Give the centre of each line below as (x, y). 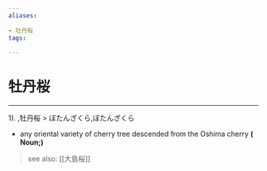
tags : (17, 38)
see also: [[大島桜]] (59, 159)
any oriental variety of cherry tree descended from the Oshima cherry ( (136, 134)
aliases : (23, 16)
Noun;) (31, 142)
